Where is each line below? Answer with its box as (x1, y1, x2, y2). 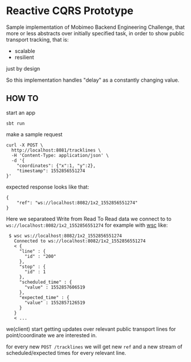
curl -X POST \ (6, 142, 43, 148)
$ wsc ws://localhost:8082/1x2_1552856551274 (8, 233, 122, 239)
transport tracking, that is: (6, 36, 69, 43)
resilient (14, 53, 34, 61)
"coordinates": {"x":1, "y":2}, (16, 163, 96, 169)
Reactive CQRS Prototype (6, 4, 134, 18)
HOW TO (6, 93, 39, 103)
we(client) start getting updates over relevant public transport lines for (6, 325, 176, 333)
